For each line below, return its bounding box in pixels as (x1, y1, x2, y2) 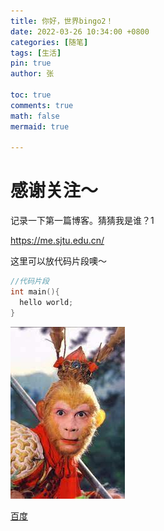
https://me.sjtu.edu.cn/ (10, 235, 105, 247)
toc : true (10, 90, 52, 100)
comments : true (10, 100, 74, 110)
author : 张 (10, 69, 55, 79)
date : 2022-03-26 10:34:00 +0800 (10, 26, 150, 37)
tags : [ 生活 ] (10, 48, 62, 58)
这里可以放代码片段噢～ (10, 255, 107, 267)
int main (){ (10, 287, 60, 297)
